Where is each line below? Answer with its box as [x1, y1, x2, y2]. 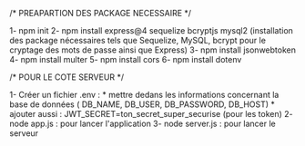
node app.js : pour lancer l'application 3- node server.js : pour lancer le [9, 118, 276, 129]
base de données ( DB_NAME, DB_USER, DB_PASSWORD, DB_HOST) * [9, 99, 276, 110]
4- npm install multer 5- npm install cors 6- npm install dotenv [9, 54, 242, 64]
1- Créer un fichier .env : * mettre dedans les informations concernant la [9, 90, 280, 100]
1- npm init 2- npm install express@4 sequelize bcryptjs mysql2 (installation [9, 25, 294, 35]
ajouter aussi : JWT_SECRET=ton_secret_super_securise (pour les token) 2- [9, 109, 293, 119]
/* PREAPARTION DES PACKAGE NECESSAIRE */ [9, 8, 192, 18]
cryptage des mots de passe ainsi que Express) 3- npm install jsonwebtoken [9, 44, 296, 55]
